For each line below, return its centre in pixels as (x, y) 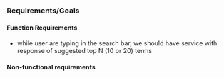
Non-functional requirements (51, 67)
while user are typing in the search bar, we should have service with (117, 43)
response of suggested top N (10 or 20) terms (85, 51)
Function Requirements (42, 28)
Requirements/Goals (43, 11)
